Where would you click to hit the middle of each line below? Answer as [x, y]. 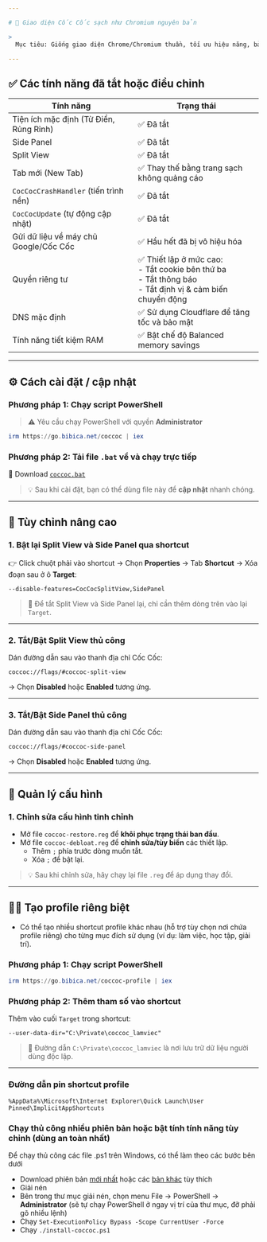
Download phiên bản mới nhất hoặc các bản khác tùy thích [116, 1179]
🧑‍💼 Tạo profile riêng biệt [69, 908]
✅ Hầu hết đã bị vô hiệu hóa [190, 242]
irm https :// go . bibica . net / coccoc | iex [76, 436]
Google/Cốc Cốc [44, 247]
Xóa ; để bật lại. [58, 859]
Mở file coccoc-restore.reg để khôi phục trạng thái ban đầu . [120, 834]
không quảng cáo [171, 178]
